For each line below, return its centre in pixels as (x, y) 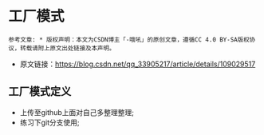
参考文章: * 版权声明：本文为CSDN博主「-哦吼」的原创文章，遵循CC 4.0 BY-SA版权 (129, 40)
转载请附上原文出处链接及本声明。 (67, 48)
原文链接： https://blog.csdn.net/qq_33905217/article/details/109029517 (138, 64)
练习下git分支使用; (49, 122)
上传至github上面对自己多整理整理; (77, 112)
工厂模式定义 (40, 91)
